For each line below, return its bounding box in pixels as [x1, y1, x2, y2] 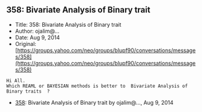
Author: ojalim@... [15, 27, 59, 35]
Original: [15, 40, 36, 47]
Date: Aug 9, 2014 [15, 33, 60, 41]
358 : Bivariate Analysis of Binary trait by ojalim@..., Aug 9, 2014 [15, 99, 174, 106]
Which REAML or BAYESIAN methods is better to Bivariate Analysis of [6, 83, 188, 89]
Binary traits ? [6, 88, 50, 94]
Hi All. [6, 77, 26, 84]
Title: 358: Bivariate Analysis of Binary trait [15, 21, 122, 28]
